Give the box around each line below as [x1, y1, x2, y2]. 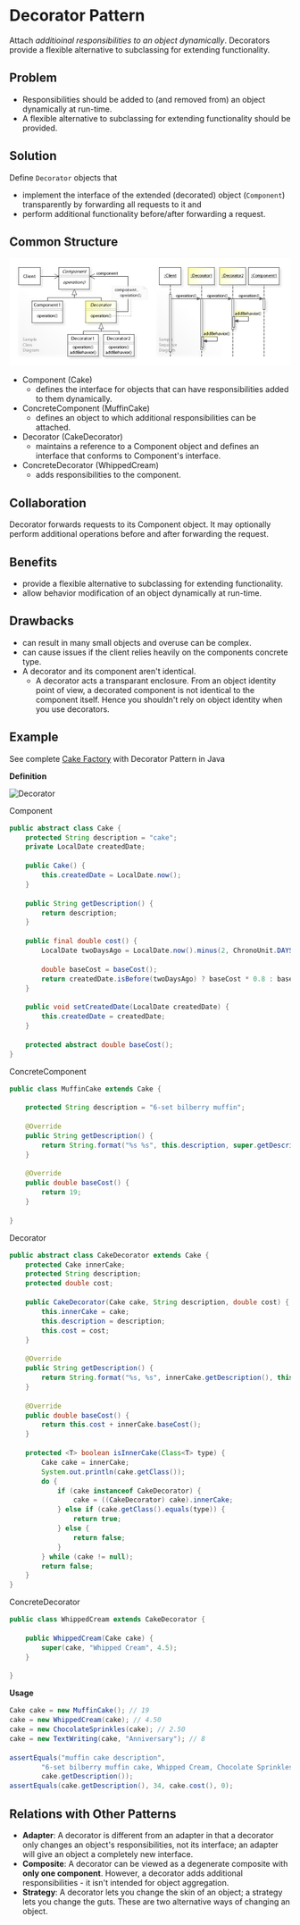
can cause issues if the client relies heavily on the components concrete [21, 647, 288, 657]
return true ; [72, 1515, 122, 1524]
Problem [9, 71, 58, 86]
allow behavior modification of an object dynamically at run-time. [21, 588, 262, 598]
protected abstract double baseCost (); [25, 1040, 174, 1050]
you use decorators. [35, 703, 110, 715]
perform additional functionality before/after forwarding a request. [21, 208, 266, 219]
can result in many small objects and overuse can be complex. [21, 637, 252, 648]
